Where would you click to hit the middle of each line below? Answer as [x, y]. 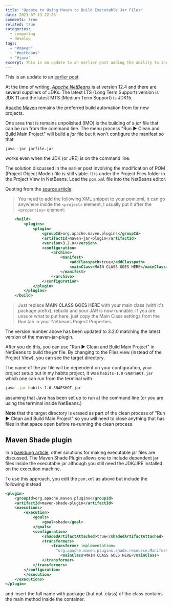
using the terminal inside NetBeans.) [44, 403]
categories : [18, 29]
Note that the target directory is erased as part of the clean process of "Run [85, 413]
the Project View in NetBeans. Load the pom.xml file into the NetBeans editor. [86, 179]
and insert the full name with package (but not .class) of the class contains [84, 594]
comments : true [21, 19]
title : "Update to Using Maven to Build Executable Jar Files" [74, 10]
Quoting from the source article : [39, 189]
